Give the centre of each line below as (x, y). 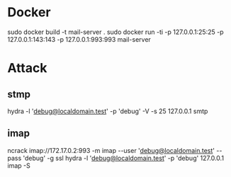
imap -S (19, 165)
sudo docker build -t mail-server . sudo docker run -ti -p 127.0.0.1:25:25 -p (115, 32)
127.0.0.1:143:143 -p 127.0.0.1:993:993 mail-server (79, 39)
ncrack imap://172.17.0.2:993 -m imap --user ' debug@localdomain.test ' (111, 150)
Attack (27, 68)
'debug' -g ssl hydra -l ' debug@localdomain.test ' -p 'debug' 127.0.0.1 (124, 158)
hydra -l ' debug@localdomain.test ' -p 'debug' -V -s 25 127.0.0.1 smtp (108, 111)
